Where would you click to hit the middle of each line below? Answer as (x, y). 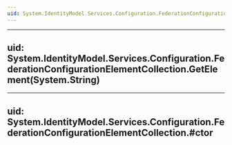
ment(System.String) (54, 80)
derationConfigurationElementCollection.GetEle (113, 69)
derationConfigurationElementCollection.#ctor (110, 132)
